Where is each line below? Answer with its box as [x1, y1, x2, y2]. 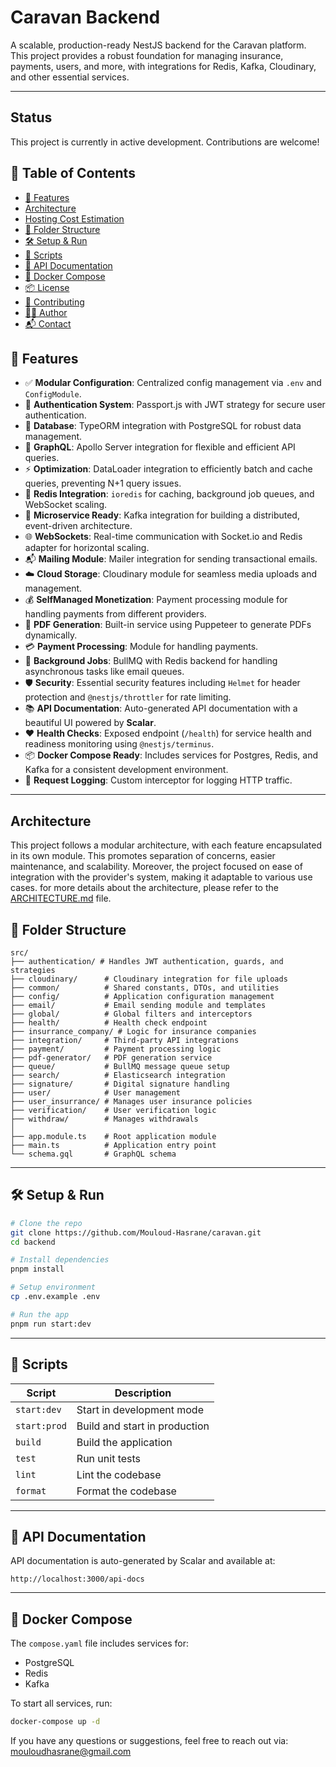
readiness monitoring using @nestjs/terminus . [24, 738, 215, 750]
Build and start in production [76, 1419, 210, 1433]
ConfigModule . [24, 388, 82, 400]
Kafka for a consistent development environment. [24, 764, 229, 776]
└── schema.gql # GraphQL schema [10, 1149, 177, 1159]
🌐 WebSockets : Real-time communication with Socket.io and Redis [24, 531, 303, 543]
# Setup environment [10, 1282, 97, 1293]
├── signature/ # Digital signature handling [10, 1079, 230, 1089]
